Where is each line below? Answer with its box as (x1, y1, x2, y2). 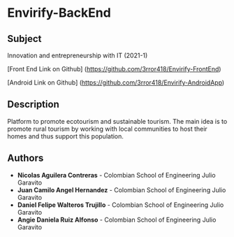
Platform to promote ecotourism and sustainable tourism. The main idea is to (7, 117, 228, 125)
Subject (7, 33, 42, 45)
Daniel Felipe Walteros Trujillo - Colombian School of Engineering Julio (17, 201, 224, 209)
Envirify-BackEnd (7, 5, 112, 21)
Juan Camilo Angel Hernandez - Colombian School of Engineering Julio (17, 185, 226, 194)
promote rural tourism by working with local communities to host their (7, 124, 207, 133)
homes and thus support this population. (7, 131, 124, 141)
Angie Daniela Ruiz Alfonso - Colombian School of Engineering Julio (17, 215, 217, 224)
